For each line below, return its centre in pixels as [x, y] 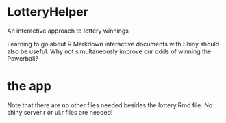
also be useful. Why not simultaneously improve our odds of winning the [109, 51]
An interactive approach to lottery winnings [68, 31]
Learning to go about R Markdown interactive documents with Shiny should [113, 44]
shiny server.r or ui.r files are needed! [60, 112]
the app [29, 86]
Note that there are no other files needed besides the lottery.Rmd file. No [110, 105]
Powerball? [23, 58]
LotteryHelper [48, 12]
